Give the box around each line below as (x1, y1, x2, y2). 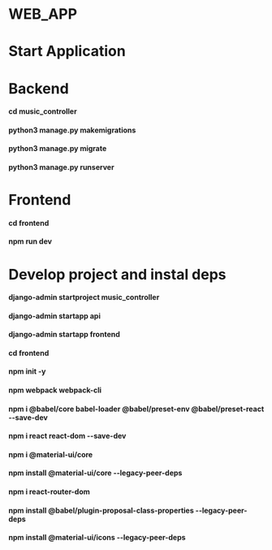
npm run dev (8, 236, 53, 246)
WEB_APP (8, 5, 78, 24)
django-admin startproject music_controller (8, 292, 160, 302)
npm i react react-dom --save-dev (8, 431, 127, 441)
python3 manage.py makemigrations (8, 125, 136, 135)
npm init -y (8, 366, 46, 376)
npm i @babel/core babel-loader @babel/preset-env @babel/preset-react (8, 404, 265, 414)
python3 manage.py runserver (8, 162, 115, 171)
